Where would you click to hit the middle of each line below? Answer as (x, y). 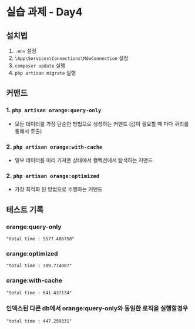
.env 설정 (26, 51)
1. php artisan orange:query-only (54, 110)
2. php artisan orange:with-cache (54, 146)
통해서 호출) (28, 131)
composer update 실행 (40, 66)
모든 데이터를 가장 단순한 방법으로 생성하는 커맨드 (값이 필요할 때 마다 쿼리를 (102, 123)
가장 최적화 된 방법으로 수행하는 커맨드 (58, 189)
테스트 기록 (25, 209)
